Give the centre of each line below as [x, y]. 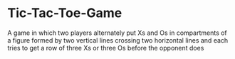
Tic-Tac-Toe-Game [65, 13]
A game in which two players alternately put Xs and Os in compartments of [117, 33]
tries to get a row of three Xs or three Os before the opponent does [106, 48]
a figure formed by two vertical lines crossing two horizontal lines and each [118, 40]
